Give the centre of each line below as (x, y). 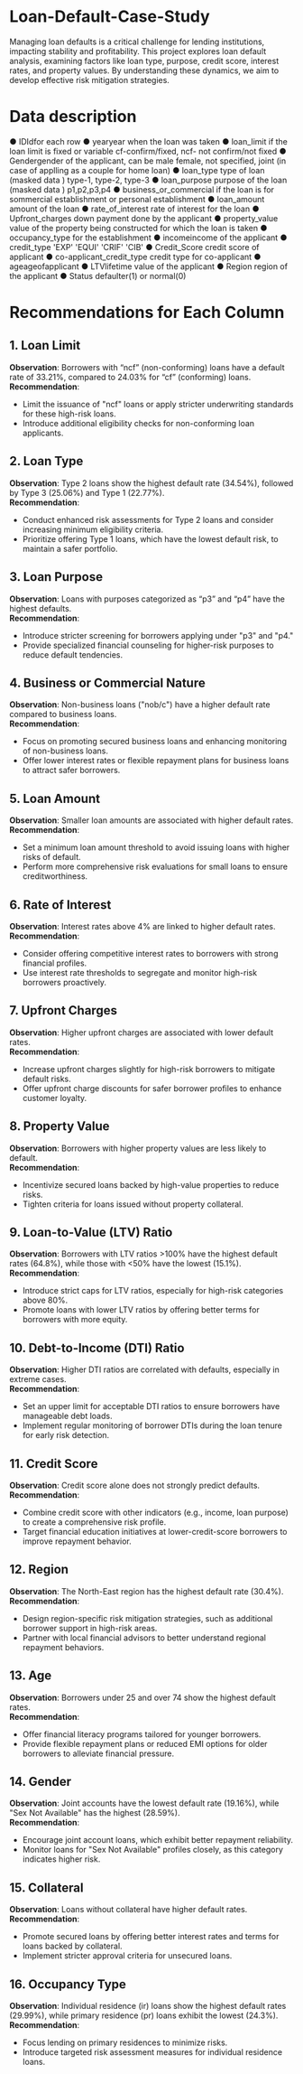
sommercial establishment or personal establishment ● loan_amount (137, 199)
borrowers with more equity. (75, 1320)
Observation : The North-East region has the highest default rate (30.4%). (147, 1591)
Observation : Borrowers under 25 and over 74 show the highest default (143, 1697)
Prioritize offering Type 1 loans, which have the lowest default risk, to (150, 538)
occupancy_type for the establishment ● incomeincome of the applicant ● (148, 238)
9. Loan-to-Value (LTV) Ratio (91, 1232)
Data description (73, 117)
